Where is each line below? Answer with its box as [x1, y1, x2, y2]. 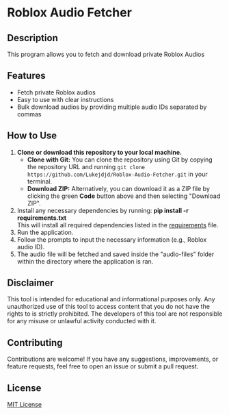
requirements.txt [16, 214, 67, 222]
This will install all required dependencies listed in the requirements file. [16, 221, 219, 229]
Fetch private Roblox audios [16, 88, 96, 97]
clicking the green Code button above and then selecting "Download [27, 192, 221, 200]
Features [7, 70, 46, 81]
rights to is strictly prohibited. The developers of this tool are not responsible [7, 310, 223, 318]
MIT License [7, 401, 42, 409]
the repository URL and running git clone [27, 162, 146, 171]
